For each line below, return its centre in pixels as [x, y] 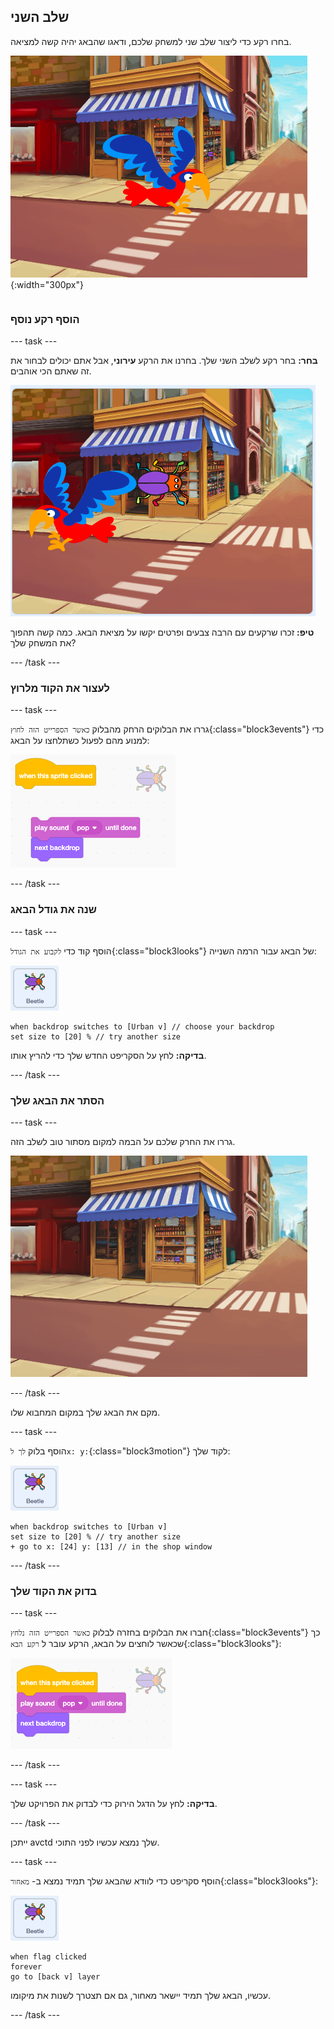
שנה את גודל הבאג [53, 910]
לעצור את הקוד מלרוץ [60, 688]
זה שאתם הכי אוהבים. [51, 371]
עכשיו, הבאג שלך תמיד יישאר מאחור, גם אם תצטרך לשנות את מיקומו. [140, 1996]
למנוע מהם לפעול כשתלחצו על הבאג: [80, 741]
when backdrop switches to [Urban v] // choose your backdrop [142, 1026]
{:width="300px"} [47, 284]
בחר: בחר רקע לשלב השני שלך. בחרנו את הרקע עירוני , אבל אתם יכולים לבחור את [164, 361]
